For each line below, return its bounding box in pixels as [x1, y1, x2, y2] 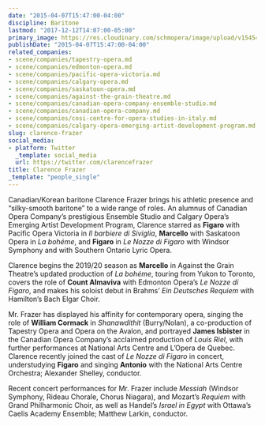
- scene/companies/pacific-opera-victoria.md [8, 70, 160, 78]
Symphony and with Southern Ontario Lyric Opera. [8, 245, 172, 254]
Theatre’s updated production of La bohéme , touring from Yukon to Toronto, [8, 269, 256, 278]
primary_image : [8, 33, 58, 42]
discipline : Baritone [8, 19, 80, 27]
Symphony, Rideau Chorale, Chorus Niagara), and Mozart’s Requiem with [8, 392, 246, 401]
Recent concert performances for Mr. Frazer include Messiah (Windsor [8, 383, 239, 393]
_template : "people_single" [8, 173, 101, 182]
